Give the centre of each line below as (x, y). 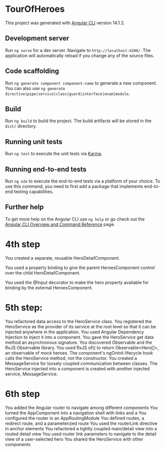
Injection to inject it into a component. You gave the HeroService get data (79, 337)
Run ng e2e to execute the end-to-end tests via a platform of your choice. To (83, 181)
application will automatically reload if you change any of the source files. (80, 55)
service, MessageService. (32, 374)
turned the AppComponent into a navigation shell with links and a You (76, 413)
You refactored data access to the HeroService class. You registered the (78, 321)
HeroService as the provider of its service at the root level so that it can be (81, 326)
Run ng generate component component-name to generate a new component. (81, 83)
